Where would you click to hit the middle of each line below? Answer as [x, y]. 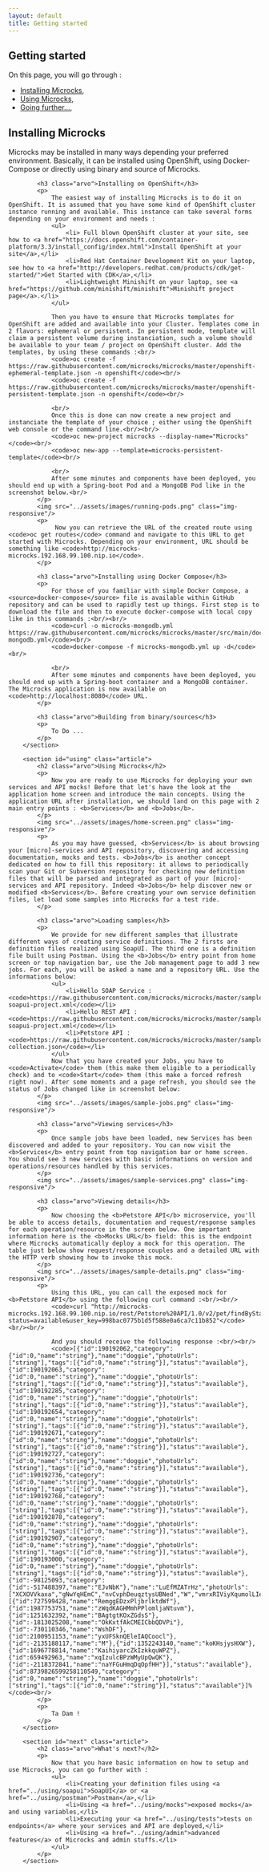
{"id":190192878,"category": [57, 1517]
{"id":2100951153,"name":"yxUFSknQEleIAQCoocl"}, [93, 1637]
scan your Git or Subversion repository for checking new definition [127, 872]
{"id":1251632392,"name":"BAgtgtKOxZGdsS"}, [84, 1616]
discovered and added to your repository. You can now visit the [119, 1145]
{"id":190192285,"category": [57, 1391]
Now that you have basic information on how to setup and [150, 1763]
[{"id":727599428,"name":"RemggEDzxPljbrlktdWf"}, [94, 1602]
